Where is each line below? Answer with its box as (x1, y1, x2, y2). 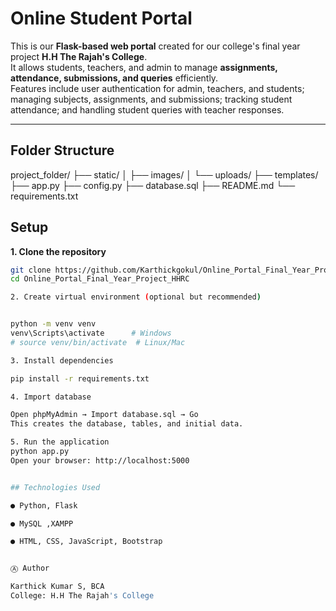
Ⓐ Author (10, 563, 50, 574)
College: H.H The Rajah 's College (10, 591, 155, 601)
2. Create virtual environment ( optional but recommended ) (10, 292, 262, 302)
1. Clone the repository (10, 245, 107, 257)
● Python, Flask (10, 500, 78, 511)
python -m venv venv (10, 319, 97, 329)
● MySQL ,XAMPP (10, 518, 74, 529)
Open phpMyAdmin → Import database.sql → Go (10, 410, 199, 420)
